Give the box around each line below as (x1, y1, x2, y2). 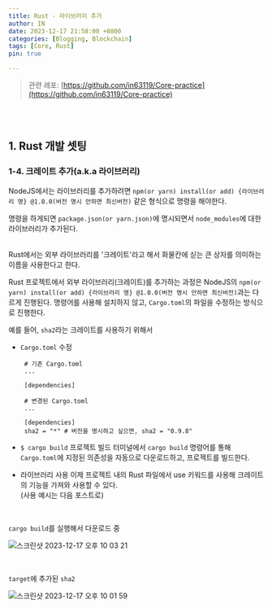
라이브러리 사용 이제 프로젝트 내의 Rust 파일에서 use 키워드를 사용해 (19, 470, 236, 479)
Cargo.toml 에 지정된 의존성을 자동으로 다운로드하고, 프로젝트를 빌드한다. (19, 453, 250, 462)
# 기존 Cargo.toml (24, 360, 83, 368)
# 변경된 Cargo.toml (24, 396, 89, 405)
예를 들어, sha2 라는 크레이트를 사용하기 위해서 (8, 325, 153, 335)
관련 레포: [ (28, 81, 64, 90)
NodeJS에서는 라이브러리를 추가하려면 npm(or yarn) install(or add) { (8, 186, 242, 195)
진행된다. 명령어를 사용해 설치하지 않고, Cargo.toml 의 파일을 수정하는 (23, 297, 242, 307)
